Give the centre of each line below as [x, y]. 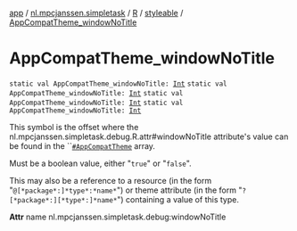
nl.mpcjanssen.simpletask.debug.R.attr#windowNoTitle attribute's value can [149, 136]
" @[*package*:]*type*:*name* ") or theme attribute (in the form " [126, 190]
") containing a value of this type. [178, 199]
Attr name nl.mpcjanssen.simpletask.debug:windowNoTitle [118, 217]
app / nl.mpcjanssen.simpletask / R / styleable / [96, 13]
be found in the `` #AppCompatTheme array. [82, 145]
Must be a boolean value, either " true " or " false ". [100, 163]
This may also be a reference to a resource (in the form [111, 180]
